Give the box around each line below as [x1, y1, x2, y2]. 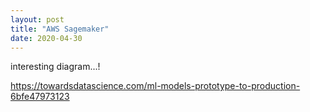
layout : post [10, 14, 65, 25]
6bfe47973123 [10, 91, 70, 103]
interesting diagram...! [10, 61, 101, 73]
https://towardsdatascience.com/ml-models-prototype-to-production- [10, 80, 301, 92]
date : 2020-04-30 [10, 33, 83, 43]
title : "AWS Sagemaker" [10, 24, 110, 34]
